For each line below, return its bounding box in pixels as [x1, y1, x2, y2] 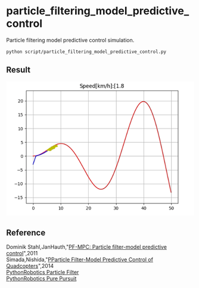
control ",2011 [6, 250, 38, 257]
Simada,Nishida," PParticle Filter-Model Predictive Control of [6, 256, 154, 263]
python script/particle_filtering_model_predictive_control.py [6, 49, 167, 55]
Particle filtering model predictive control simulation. [6, 36, 135, 43]
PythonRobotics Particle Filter [6, 269, 79, 276]
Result [6, 65, 31, 75]
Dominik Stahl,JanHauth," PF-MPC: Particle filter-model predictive [6, 243, 167, 251]
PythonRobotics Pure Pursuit [6, 275, 77, 282]
